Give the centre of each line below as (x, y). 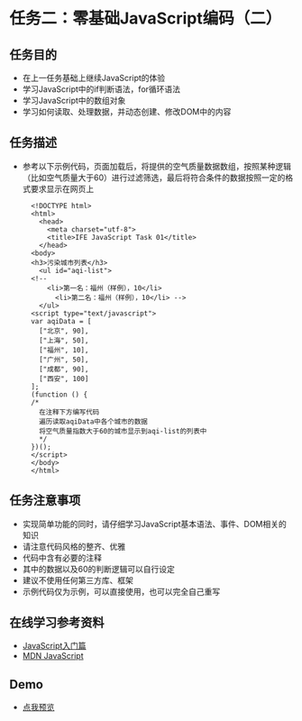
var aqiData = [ (61, 321)
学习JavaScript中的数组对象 (74, 100)
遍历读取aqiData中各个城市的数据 (94, 421)
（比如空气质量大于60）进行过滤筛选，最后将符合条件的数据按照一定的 (154, 178)
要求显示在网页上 (62, 188)
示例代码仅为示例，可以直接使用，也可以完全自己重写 (121, 591)
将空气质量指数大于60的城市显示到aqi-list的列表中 (123, 431)
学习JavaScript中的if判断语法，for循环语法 (101, 89)
